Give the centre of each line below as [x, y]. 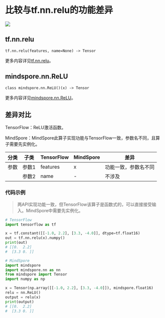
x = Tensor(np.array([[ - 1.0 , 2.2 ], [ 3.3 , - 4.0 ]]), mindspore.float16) [79, 288]
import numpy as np [25, 279]
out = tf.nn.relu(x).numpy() [35, 238]
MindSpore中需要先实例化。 [54, 210]
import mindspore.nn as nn [33, 270]
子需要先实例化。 [22, 144]
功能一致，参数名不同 [130, 167]
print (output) [20, 302]
